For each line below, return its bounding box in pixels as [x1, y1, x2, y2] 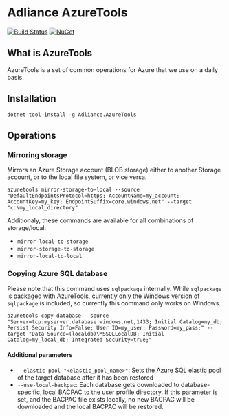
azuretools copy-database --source [7, 312, 109, 319]
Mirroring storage [7, 150, 67, 159]
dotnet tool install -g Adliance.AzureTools [7, 111, 137, 118]
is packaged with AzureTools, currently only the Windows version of [7, 292, 200, 300]
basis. [7, 73, 24, 81]
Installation [7, 93, 56, 104]
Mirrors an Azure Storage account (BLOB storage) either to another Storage [7, 166, 221, 174]
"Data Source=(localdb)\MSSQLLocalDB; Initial [28, 330, 165, 337]
